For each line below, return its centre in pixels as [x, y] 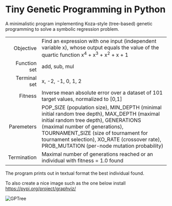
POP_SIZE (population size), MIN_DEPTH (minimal [102, 108]
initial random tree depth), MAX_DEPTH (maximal [101, 114]
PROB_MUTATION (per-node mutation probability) [103, 146]
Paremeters [23, 127]
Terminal [26, 78]
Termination [22, 157]
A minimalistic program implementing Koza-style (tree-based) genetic [79, 24]
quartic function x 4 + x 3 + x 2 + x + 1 [85, 54]
